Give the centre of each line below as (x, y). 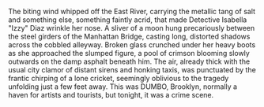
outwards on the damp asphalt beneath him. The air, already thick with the (129, 61)
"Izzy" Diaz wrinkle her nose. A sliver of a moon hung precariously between (132, 28)
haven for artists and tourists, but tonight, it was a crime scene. (111, 95)
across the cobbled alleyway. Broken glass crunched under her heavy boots (132, 45)
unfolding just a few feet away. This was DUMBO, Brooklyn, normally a (123, 87)
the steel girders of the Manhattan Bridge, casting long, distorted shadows (129, 36)
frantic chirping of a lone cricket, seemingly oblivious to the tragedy (119, 78)
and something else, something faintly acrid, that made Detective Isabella (128, 20)
